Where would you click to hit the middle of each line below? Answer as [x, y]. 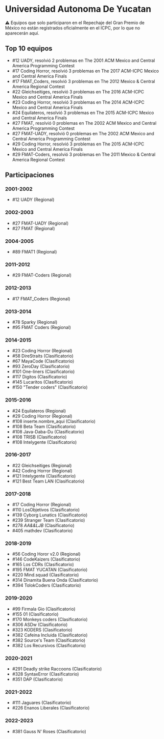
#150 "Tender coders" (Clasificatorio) [50, 387]
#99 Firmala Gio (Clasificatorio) [44, 609]
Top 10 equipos [29, 48]
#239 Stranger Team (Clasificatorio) [48, 520]
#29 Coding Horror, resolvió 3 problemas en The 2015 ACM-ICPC [78, 144]
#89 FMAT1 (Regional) [35, 252]
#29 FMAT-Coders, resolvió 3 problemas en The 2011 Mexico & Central [84, 154]
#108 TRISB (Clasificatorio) [39, 437]
